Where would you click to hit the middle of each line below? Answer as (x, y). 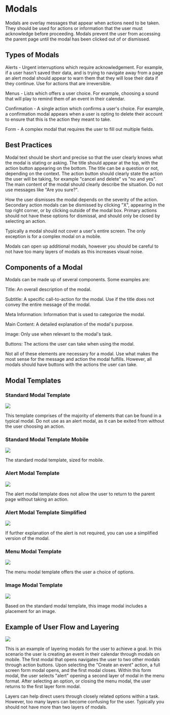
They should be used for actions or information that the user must (74, 28)
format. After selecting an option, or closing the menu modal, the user (78, 681)
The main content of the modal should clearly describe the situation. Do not (84, 184)
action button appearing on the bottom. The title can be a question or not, (82, 168)
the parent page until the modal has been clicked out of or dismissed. (78, 39)
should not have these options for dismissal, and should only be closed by (83, 216)
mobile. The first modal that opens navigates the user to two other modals (82, 660)
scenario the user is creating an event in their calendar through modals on (82, 654)
